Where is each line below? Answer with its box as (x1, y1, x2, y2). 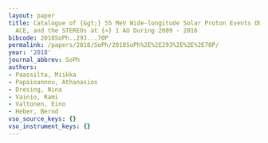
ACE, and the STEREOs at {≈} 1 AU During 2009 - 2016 (15, 26, 198, 34)
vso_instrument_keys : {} (8, 122, 91, 130)
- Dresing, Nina (8, 85, 62, 94)
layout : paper (8, 11, 56, 20)
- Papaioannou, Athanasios (8, 78, 98, 86)
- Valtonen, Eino (8, 100, 66, 108)
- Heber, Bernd (8, 108, 59, 116)
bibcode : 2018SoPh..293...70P (8, 33, 109, 42)
